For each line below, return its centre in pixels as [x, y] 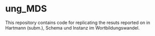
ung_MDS [26, 9]
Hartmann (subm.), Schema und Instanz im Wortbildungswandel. [72, 27]
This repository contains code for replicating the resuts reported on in [78, 22]
